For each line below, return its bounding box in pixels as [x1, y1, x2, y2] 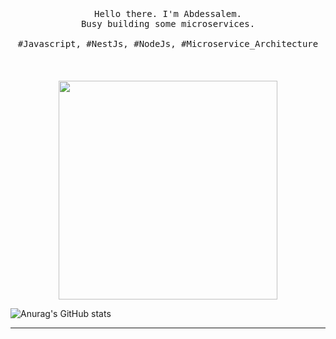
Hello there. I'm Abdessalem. [93, 8, 242, 19]
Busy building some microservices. [80, 18, 256, 29]
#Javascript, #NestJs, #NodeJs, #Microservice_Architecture [17, 38, 319, 49]
